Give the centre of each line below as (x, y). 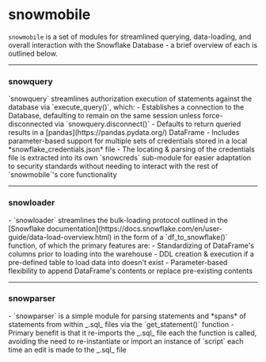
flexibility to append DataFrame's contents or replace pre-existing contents (131, 271)
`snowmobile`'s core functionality (63, 175)
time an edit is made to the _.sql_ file (67, 349)
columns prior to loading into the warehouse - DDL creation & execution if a (131, 254)
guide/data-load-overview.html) (60, 237)
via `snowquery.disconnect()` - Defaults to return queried (148, 124)
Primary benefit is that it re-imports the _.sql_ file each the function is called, (133, 333)
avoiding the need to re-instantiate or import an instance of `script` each (126, 341)
